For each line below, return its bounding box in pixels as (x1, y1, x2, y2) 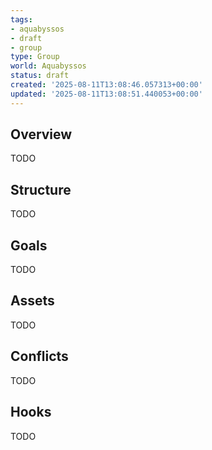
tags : (10, 14, 33, 25)
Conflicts (10, 348, 69, 365)
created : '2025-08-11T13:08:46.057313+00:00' (10, 80, 203, 90)
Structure (10, 181, 72, 198)
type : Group (10, 52, 60, 62)
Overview (10, 126, 73, 143)
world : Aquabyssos (10, 61, 87, 71)
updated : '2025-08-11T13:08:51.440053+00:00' (10, 89, 203, 99)
